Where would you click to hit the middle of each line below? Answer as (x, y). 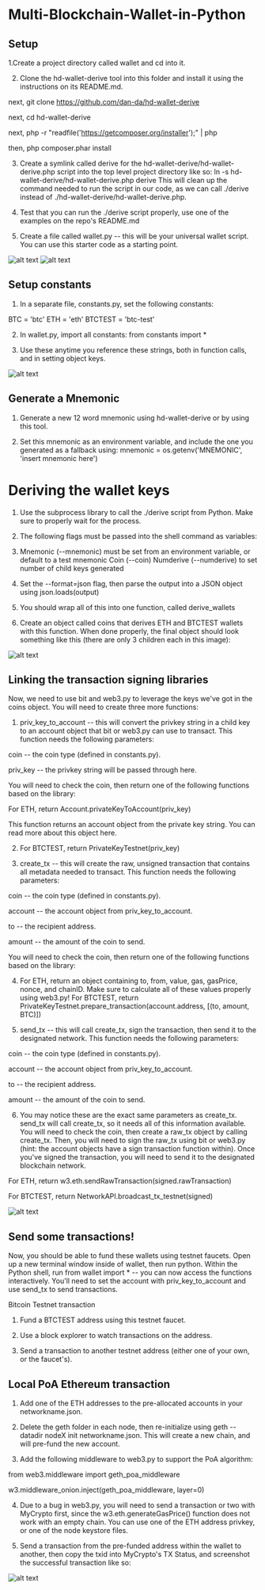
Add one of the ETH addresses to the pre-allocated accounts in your (131, 1403)
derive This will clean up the (182, 180)
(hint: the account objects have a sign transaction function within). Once (137, 1149)
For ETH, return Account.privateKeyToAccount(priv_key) (100, 809)
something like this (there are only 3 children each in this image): (125, 639)
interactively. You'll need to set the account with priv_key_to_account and (127, 1281)
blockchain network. (53, 1165)
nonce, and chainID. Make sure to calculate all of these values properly (135, 989)
